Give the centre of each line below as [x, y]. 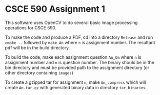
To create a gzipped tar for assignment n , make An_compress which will [76, 82]
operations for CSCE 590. [31, 27]
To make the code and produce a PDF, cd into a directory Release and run [79, 37]
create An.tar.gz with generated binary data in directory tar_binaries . [76, 87]
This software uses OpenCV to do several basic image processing [71, 23]
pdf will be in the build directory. [37, 47]
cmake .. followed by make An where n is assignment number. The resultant [80, 42]
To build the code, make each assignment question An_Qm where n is [73, 57]
